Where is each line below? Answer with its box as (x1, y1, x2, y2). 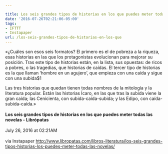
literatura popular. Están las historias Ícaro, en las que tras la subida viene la (5, 90, 161, 96)
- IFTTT (5, 25, 21, 30)
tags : (5, 21, 16, 26)
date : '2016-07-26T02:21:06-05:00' (5, 16, 79, 21)
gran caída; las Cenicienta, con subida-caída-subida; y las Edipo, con (5, 95, 148, 101)
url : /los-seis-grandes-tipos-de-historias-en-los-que (5, 35, 122, 40)
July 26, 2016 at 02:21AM (5, 127, 57, 133)
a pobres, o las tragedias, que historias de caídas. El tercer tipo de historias (5, 64, 160, 70)
